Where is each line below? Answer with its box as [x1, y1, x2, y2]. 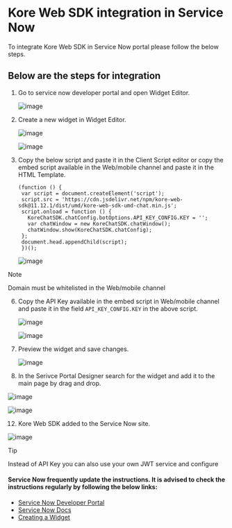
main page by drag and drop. [17, 379, 101, 387]
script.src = [21, 196, 59, 203]
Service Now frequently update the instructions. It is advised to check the [8, 475, 226, 484]
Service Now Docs [17, 505, 72, 514]
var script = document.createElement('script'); [21, 189, 165, 197]
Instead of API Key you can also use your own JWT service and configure [8, 459, 219, 468]
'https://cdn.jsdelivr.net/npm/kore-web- [62, 196, 183, 203]
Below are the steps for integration [8, 70, 161, 82]
